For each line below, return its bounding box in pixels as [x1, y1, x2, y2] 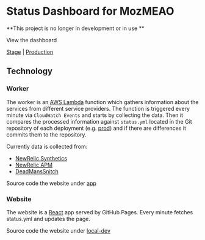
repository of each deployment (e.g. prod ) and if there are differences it [6, 124, 186, 132]
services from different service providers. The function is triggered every [6, 105, 190, 112]
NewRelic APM [15, 161, 53, 168]
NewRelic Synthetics [15, 154, 67, 162]
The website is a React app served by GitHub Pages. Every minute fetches [6, 208, 193, 216]
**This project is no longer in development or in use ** [6, 24, 145, 32]
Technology [6, 66, 53, 77]
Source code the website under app [6, 179, 96, 187]
